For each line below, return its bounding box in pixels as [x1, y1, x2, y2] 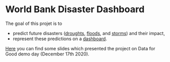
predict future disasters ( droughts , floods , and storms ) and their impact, [12, 30, 165, 36]
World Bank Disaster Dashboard [5, 4, 145, 15]
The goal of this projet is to [5, 20, 63, 26]
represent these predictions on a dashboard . [12, 36, 107, 42]
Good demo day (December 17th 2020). [5, 51, 90, 57]
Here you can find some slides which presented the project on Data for [5, 45, 156, 51]
